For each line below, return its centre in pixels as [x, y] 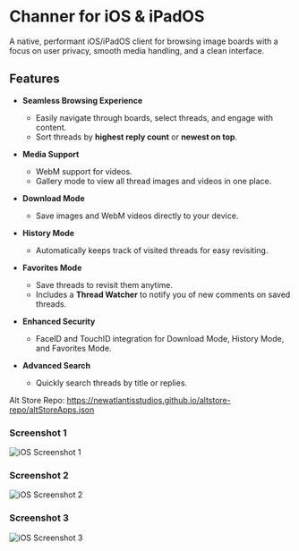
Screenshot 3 [39, 518]
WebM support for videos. [84, 171]
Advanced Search [56, 365]
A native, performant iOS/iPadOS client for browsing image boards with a [144, 41]
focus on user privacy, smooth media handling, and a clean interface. [137, 50]
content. [51, 127]
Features [34, 79]
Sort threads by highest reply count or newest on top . [137, 137]
